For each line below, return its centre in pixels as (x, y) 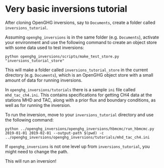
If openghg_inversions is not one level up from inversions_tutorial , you (78, 146)
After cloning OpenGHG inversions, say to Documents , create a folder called (80, 22)
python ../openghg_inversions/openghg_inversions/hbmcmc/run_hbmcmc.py (80, 129)
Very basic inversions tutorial (66, 9)
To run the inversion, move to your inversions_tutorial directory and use (79, 115)
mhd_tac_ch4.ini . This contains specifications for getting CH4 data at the (79, 95)
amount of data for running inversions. (44, 80)
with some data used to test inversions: (45, 47)
